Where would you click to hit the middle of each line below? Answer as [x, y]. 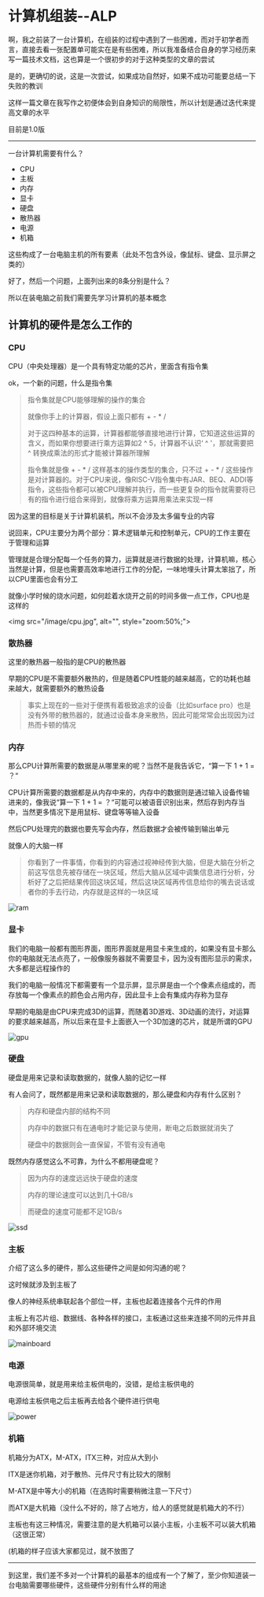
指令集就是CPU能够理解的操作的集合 [86, 400]
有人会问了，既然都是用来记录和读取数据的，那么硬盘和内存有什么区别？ [125, 1094]
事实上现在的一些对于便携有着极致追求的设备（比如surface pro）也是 [139, 705]
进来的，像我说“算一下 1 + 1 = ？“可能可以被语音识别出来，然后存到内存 [123, 802]
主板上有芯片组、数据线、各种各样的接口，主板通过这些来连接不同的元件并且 [132, 1318]
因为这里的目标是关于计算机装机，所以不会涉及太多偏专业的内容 [111, 516]
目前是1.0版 [27, 129]
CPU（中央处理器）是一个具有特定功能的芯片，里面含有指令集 [108, 366]
